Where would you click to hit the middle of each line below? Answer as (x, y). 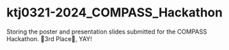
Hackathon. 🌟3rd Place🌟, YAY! (49, 38)
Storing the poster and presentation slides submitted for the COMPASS (107, 32)
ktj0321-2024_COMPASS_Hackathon (115, 13)
